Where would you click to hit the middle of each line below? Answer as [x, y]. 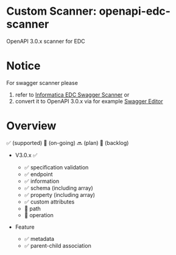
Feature [25, 227]
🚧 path [33, 209]
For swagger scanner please [42, 83]
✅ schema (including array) [58, 188]
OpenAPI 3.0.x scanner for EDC [46, 41]
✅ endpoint [38, 174]
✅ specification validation [56, 167]
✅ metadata [39, 238]
